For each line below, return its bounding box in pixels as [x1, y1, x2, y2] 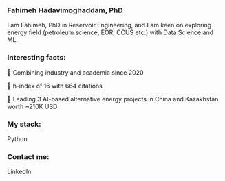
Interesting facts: [7, 53, 67, 62]
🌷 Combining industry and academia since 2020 [7, 68, 144, 77]
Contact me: [7, 152, 50, 161]
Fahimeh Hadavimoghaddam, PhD [7, 5, 124, 15]
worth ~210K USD [7, 102, 58, 110]
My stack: [7, 119, 41, 129]
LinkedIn [7, 167, 32, 176]
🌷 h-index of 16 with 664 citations [7, 82, 103, 90]
